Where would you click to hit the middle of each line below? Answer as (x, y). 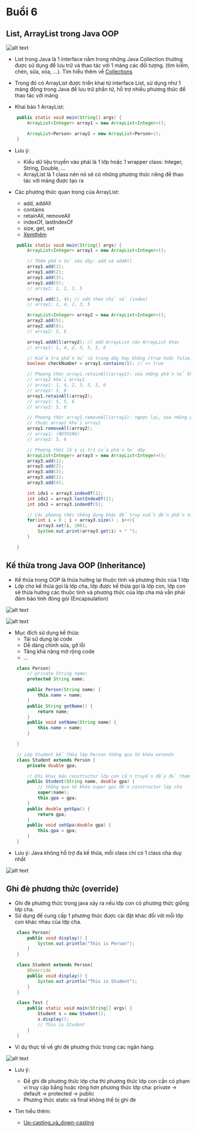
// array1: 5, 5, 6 (51, 402)
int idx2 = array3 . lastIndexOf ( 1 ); (71, 498)
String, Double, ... (44, 168)
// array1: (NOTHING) (54, 434)
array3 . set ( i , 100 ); (62, 526)
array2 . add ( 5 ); (46, 321)
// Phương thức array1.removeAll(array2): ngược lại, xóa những (107, 417)
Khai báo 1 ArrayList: (39, 107)
